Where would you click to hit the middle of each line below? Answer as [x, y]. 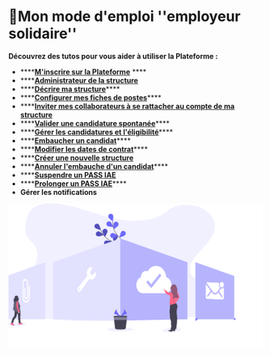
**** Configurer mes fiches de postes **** [91, 97]
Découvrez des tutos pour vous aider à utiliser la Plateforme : [113, 56]
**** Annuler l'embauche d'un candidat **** [94, 166]
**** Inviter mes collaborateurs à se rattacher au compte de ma [127, 106]
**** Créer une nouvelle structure [77, 158]
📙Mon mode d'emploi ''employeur [124, 17]
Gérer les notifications [58, 192]
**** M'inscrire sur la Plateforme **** [83, 71]
